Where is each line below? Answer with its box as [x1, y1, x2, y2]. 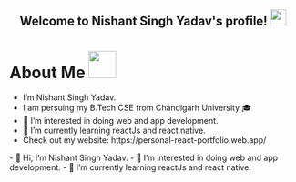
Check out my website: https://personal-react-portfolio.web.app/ [22, 135, 267, 146]
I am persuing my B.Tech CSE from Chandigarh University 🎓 [22, 102, 252, 114]
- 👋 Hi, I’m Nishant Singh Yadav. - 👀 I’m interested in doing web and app [9, 152, 279, 164]
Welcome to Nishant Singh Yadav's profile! [19, 14, 268, 29]
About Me [9, 62, 86, 83]
